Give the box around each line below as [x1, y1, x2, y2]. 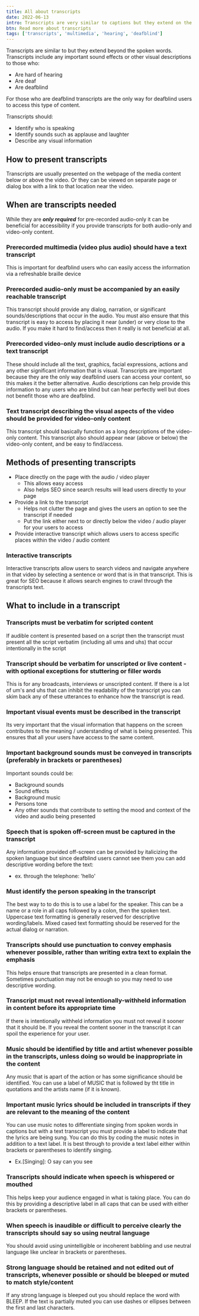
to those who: [6, 60, 40, 67]
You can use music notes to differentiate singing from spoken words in [6, 1121, 178, 1129]
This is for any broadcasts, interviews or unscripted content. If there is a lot [6, 681, 190, 688]
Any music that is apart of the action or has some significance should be [6, 1073, 183, 1080]
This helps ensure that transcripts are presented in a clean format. [6, 969, 168, 976]
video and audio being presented [14, 812, 96, 819]
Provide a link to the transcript [14, 498, 89, 506]
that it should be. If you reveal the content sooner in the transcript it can [6, 1023, 182, 1031]
